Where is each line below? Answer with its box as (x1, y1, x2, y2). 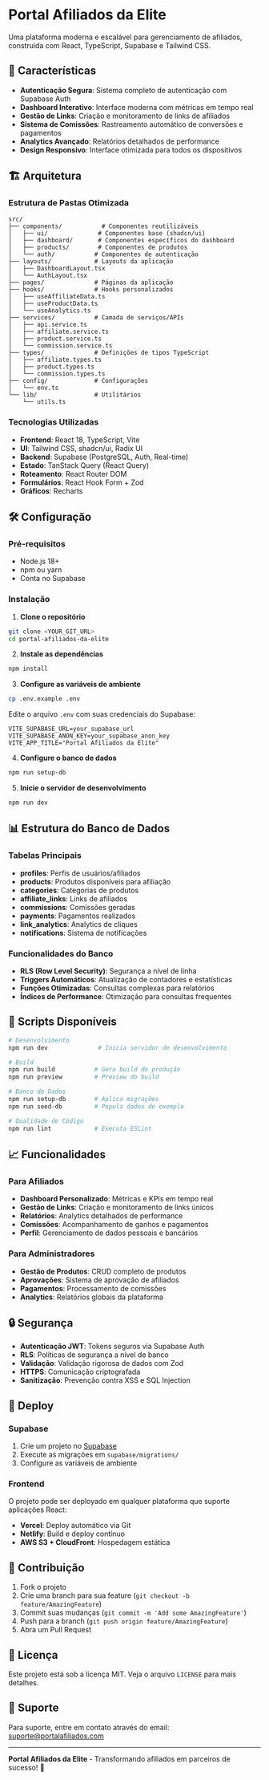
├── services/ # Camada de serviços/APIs (8, 314, 184, 322)
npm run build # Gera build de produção (8, 1066, 181, 1074)
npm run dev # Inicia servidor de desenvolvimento (8, 1043, 227, 1052)
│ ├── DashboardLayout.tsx (8, 265, 106, 273)
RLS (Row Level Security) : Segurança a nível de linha (19, 965, 197, 976)
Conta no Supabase (19, 574, 86, 583)
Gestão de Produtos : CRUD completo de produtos (19, 1266, 187, 1276)
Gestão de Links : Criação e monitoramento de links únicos (19, 1202, 215, 1213)
